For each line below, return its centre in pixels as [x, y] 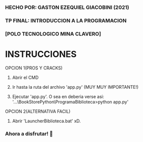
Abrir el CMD [25, 77]
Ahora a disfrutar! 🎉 [29, 134]
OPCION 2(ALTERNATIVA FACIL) [38, 111]
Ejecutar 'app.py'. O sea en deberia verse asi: [58, 96]
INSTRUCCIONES [41, 54]
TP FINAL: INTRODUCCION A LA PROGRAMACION [66, 20]
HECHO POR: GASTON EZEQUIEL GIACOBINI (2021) [67, 7]
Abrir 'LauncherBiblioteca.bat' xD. [46, 121]
